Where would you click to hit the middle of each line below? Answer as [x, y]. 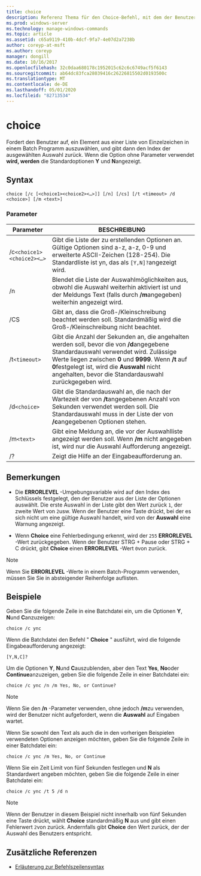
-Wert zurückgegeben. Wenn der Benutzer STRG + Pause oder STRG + [102, 542]
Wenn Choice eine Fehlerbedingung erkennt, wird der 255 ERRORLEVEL [103, 535]
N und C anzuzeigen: [31, 618]
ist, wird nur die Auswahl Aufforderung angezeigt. [121, 446]
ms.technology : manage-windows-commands [57, 29]
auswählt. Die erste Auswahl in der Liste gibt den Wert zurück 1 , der [98, 505]
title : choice [24, 12]
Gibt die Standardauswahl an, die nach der [112, 391]
